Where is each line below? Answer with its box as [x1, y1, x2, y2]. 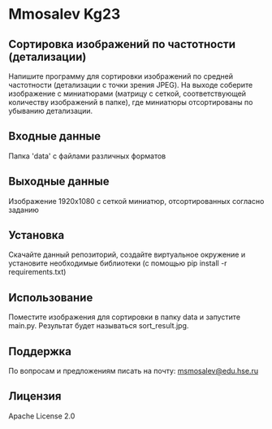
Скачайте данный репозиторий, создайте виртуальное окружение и [8, 249, 246, 260]
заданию [8, 205, 39, 214]
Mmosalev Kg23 [8, 5, 121, 24]
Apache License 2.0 [8, 411, 76, 421]
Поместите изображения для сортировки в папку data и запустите [8, 312, 241, 322]
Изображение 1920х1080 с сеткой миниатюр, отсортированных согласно [8, 196, 265, 206]
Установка [8, 228, 65, 242]
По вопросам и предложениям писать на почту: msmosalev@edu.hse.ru [8, 366, 258, 376]
